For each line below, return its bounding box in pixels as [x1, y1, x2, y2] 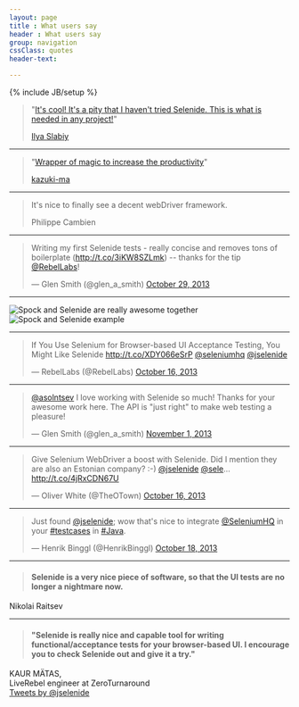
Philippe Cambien [30, 217, 96, 228]
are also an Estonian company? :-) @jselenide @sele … [30, 463, 231, 474]
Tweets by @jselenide [9, 687, 90, 698]
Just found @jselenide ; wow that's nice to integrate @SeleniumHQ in [30, 516, 284, 527]
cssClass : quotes [9, 46, 74, 55]
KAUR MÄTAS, [9, 669, 62, 679]
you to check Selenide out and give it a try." [30, 648, 196, 659]
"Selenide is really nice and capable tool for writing [30, 629, 224, 640]
